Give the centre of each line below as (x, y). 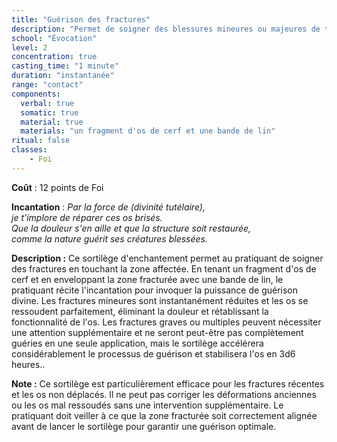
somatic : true (49, 112)
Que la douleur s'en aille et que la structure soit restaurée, (131, 228)
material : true (52, 122)
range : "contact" (47, 85)
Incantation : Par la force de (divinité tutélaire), (108, 207)
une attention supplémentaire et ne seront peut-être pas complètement (157, 332)
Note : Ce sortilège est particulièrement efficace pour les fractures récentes (168, 383)
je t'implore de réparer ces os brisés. (87, 217)
